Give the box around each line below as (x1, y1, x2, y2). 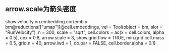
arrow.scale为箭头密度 (5, 5, 77, 14)
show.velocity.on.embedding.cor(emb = (5, 18, 88, 24)
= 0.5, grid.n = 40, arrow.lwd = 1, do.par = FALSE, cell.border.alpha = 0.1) (5, 40, 156, 46)
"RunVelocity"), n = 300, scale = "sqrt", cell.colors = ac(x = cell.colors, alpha (5, 29, 164, 35)
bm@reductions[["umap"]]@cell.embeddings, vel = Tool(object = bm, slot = (5, 24, 163, 30)
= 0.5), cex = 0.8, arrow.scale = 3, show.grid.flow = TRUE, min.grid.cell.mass (5, 34, 164, 40)
